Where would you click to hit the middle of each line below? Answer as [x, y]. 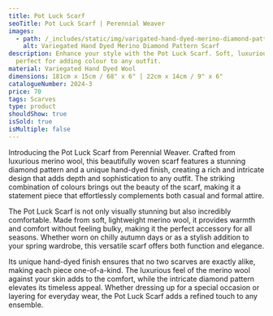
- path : [29, 39]
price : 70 [25, 91]
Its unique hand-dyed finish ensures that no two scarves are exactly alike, [132, 262]
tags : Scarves [32, 99]
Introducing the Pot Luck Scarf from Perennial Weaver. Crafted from [122, 152]
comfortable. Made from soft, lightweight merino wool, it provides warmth [132, 219]
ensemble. [26, 305]
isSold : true [30, 122]
